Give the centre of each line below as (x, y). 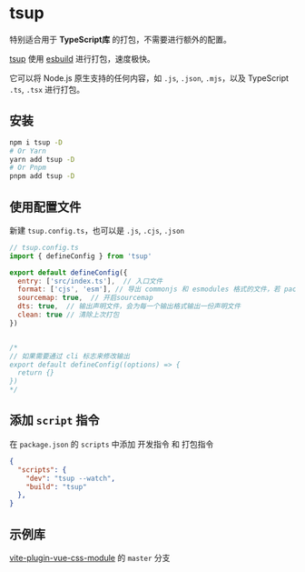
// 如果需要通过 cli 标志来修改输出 (69, 356)
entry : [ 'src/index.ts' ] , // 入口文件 (90, 281)
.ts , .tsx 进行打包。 (47, 89)
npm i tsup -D (36, 142)
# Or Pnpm (28, 168)
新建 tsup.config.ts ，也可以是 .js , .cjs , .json (97, 230)
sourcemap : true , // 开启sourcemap (85, 298)
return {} (36, 373)
